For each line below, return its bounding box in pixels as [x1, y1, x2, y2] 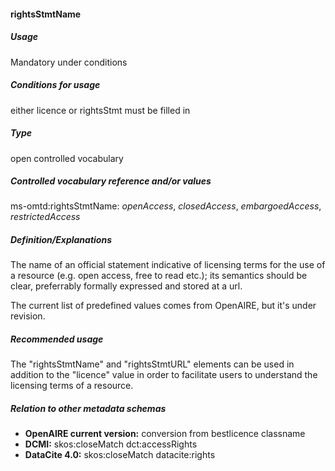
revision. [10, 310, 46, 322]
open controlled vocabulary [10, 152, 124, 164]
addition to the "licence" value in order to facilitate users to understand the [10, 369, 318, 381]
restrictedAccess [10, 211, 81, 223]
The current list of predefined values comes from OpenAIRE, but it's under [10, 300, 317, 312]
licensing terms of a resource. [10, 380, 134, 392]
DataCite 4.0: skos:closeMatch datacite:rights [24, 449, 216, 461]
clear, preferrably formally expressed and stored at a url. [10, 280, 243, 292]
